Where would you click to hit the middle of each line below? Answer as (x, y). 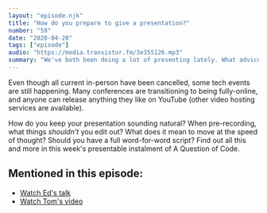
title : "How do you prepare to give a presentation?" (99, 23)
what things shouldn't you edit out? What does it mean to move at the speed (133, 131)
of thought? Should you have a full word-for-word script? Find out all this (127, 140)
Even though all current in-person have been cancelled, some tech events (129, 82)
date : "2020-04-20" (41, 38)
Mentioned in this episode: (76, 174)
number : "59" (30, 30)
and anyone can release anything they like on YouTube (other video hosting (132, 99)
